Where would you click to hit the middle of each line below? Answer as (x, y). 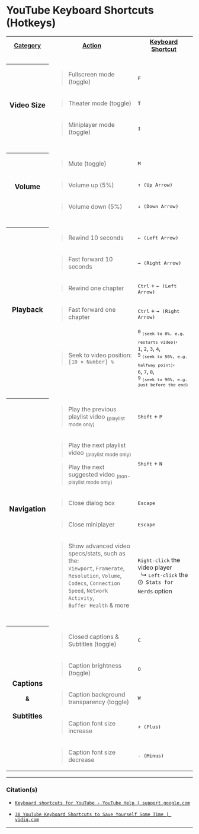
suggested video (92, 475)
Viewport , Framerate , (97, 568)
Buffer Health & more (98, 605)
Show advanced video (99, 546)
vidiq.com (27, 820)
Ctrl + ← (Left (157, 285)
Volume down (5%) (95, 206)
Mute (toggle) (87, 164)
